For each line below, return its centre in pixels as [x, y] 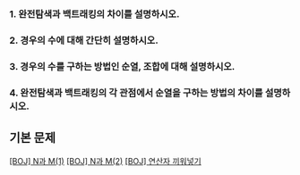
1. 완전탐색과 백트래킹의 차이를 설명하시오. [94, 13]
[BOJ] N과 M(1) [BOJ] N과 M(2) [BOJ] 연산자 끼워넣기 [105, 161]
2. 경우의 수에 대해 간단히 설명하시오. [84, 40]
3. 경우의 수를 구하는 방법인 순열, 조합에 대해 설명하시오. [122, 66]
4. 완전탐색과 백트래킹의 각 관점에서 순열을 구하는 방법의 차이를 [136, 93]
